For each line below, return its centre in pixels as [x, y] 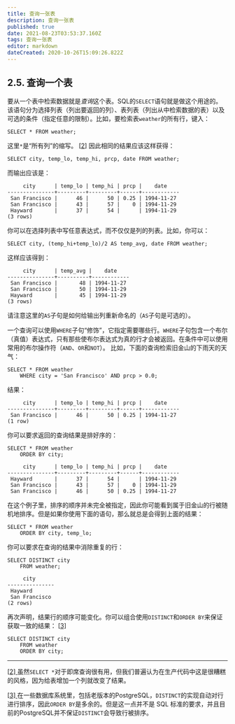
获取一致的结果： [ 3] [37, 625]
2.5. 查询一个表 [40, 83]
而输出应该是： [29, 173]
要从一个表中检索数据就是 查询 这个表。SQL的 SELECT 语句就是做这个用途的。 [115, 101]
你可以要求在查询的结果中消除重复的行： [65, 547]
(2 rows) [20, 603]
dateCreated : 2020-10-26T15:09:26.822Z [65, 53]
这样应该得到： [29, 257]
